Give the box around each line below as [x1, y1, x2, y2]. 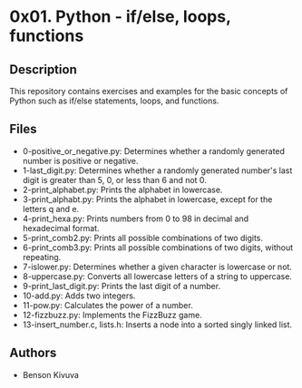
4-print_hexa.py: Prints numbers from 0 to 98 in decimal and [22, 213, 249, 224]
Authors [9, 345, 57, 361]
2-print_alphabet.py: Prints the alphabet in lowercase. [22, 184, 223, 195]
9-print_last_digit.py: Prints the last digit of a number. [22, 280, 220, 291]
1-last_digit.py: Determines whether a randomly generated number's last [22, 165, 293, 176]
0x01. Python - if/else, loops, [9, 6, 231, 27]
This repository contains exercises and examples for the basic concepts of [9, 86, 288, 96]
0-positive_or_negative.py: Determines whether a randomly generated [22, 145, 286, 156]
